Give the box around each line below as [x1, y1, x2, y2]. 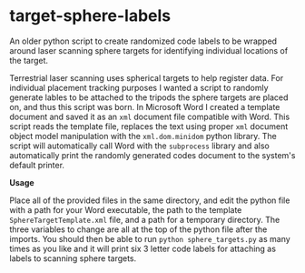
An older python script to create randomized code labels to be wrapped [9, 35, 278, 46]
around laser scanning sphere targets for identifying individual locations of [9, 45, 289, 56]
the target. [9, 55, 48, 66]
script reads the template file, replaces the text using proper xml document [9, 120, 289, 132]
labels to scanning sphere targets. [9, 252, 137, 264]
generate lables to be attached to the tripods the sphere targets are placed [9, 92, 289, 103]
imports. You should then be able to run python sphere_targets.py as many [9, 233, 290, 244]
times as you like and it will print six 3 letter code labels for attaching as [9, 243, 277, 254]
